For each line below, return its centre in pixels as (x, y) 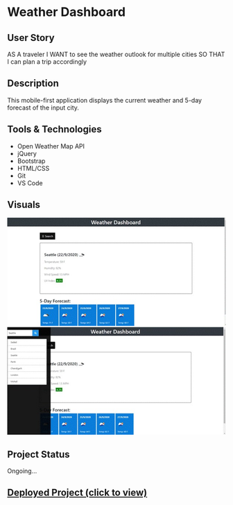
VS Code (30, 183)
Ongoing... (22, 471)
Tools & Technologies (54, 129)
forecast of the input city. (43, 108)
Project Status (39, 454)
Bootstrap (31, 161)
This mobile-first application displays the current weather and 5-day (105, 100)
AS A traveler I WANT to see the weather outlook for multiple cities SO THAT (116, 54)
